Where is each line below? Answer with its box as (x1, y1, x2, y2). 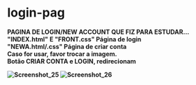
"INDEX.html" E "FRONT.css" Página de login (7, 35, 142, 43)
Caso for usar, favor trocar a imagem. (7, 50, 117, 58)
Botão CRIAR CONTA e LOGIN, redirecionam (7, 57, 137, 65)
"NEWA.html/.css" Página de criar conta (7, 42, 127, 50)
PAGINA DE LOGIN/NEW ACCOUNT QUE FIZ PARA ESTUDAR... (7, 28, 190, 36)
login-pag (7, 5, 65, 21)
